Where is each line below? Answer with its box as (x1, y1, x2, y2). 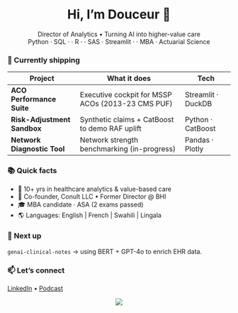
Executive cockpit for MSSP (79, 90, 172, 100)
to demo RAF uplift (79, 123, 142, 133)
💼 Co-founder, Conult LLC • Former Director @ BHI (17, 192, 166, 201)
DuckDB (184, 99, 212, 109)
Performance (11, 94, 57, 104)
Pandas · (184, 135, 214, 145)
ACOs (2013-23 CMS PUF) (79, 99, 173, 109)
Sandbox (11, 123, 42, 133)
